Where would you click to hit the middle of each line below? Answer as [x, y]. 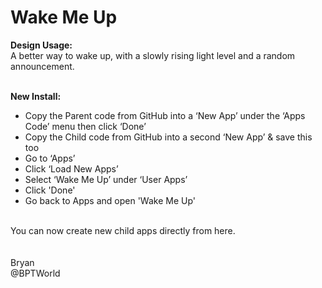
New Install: [36, 96]
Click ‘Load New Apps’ [71, 168]
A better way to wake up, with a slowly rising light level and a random [153, 55]
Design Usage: [41, 45]
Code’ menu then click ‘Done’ [85, 126]
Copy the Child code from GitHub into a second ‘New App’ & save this [168, 137]
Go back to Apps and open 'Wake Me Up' [110, 200]
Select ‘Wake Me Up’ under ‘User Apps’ [106, 179]
